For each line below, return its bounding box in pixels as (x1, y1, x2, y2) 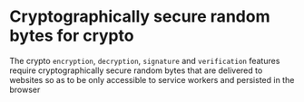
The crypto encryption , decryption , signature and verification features (9, 55, 280, 66)
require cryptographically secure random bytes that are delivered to (9, 65, 263, 76)
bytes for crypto (9, 25, 134, 46)
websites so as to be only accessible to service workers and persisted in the (9, 74, 295, 85)
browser (9, 84, 41, 95)
